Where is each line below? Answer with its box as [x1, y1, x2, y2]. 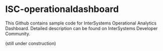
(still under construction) [5, 40, 56, 46]
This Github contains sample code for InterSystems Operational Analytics [5, 20, 157, 26]
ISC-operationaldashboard [5, 3, 119, 15]
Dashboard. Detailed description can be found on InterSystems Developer [5, 25, 158, 31]
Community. [5, 30, 31, 36]
